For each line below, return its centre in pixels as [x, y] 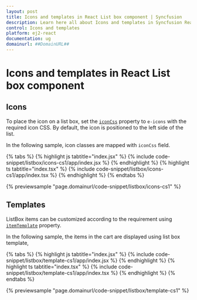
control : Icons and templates [43, 28]
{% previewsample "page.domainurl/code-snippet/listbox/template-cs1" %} [98, 290]
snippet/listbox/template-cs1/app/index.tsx [58, 272]
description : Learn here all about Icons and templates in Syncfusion [94, 22]
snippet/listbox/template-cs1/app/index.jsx [58, 260]
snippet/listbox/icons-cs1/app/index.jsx [54, 162]
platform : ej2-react [31, 33]
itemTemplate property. [34, 225]
